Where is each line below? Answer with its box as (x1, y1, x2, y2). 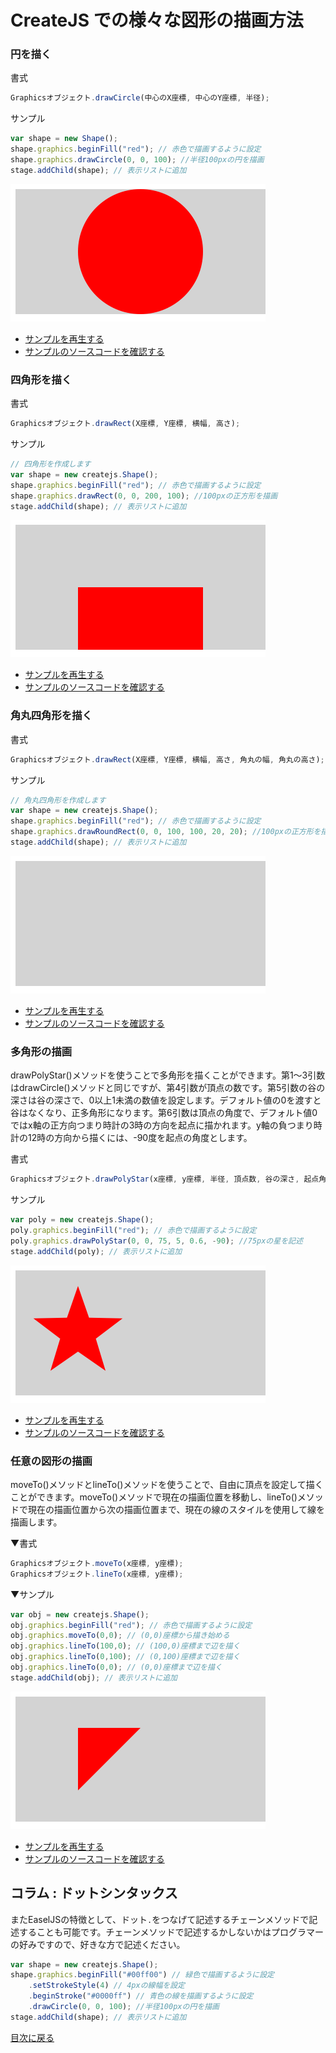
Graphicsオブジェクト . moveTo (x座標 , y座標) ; (10, 1558, 184, 1568)
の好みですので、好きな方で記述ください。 (10, 1938, 186, 1950)
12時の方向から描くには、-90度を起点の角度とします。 (27, 1132, 253, 1144)
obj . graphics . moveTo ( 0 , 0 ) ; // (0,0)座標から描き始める (10, 1631, 230, 1641)
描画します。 (10, 1516, 63, 1528)
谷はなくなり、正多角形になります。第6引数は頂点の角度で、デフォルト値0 (10, 1107, 318, 1119)
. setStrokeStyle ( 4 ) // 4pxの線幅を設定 (28, 1981, 186, 1991)
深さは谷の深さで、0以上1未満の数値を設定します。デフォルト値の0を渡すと (10, 1094, 322, 1106)
